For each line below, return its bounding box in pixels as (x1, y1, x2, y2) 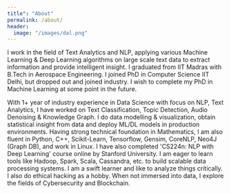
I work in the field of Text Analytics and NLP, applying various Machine (7, 48, 208, 57)
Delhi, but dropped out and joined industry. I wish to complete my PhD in (7, 77, 213, 86)
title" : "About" (7, 10, 54, 17)
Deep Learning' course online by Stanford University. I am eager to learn (7, 150, 213, 158)
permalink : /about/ (7, 17, 63, 23)
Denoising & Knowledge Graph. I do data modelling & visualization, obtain (7, 113, 216, 122)
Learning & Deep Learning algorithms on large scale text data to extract (7, 56, 210, 64)
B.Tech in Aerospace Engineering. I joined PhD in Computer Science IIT (7, 70, 210, 79)
